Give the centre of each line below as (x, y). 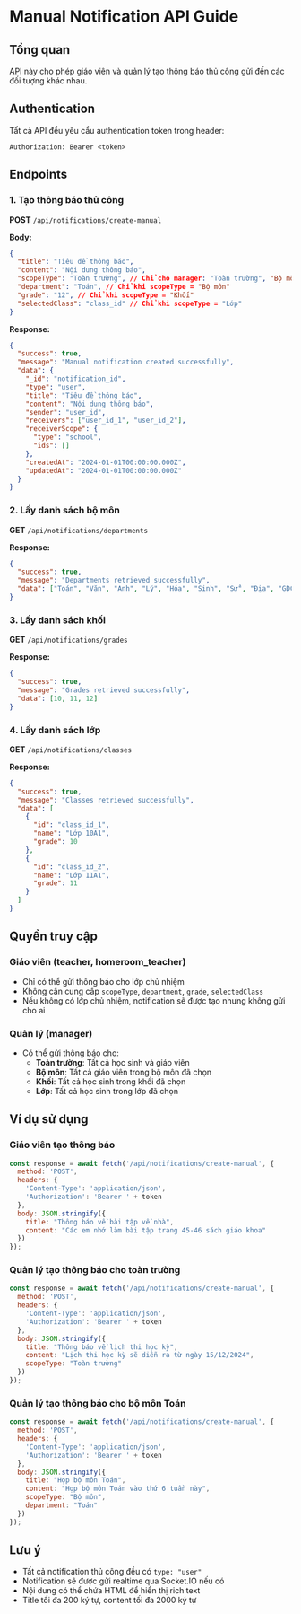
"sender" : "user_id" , (65, 412)
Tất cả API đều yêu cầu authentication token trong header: (117, 130)
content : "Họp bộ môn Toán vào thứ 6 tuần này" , (118, 1489)
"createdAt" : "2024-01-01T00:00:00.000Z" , (106, 462)
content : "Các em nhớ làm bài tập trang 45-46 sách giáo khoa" (146, 1230)
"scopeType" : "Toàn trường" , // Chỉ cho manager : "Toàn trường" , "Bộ (150, 279)
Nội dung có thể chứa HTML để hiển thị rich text (111, 1591)
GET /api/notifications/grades (69, 640)
